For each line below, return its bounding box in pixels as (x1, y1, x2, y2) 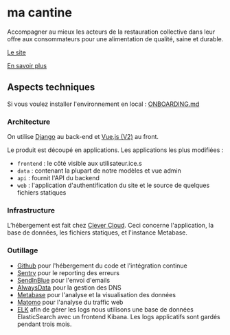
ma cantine (7, 5, 72, 21)
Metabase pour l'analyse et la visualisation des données (16, 290, 176, 299)
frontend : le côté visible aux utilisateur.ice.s (16, 160, 142, 168)
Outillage (7, 246, 38, 255)
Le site (7, 48, 26, 56)
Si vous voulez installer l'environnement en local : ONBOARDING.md (7, 100, 200, 108)
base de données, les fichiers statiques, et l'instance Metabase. (7, 228, 187, 237)
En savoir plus (7, 61, 47, 69)
